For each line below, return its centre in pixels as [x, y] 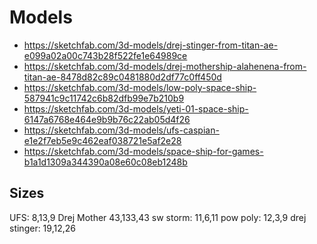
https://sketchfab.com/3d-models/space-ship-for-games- [143, 151]
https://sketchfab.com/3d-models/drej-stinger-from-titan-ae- [151, 45]
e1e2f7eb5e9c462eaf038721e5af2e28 [102, 140]
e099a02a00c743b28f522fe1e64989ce [105, 55]
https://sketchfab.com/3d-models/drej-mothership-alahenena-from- [165, 66]
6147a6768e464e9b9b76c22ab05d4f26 [107, 119]
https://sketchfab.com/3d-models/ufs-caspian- [121, 130]
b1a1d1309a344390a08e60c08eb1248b [105, 162]
